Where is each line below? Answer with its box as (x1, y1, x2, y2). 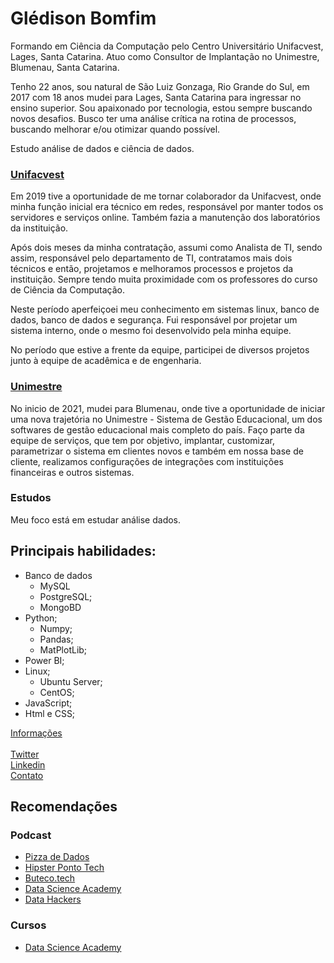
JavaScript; (24, 697, 73, 709)
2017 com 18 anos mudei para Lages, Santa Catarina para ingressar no (10, 91, 302, 103)
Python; (24, 612, 58, 624)
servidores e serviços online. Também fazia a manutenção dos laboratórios (10, 212, 321, 224)
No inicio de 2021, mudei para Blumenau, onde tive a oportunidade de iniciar (10, 402, 326, 414)
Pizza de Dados (24, 851, 90, 863)
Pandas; (39, 633, 74, 645)
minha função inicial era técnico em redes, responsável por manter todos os (10, 201, 324, 213)
